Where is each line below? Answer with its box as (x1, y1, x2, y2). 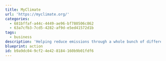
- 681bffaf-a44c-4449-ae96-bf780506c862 (9, 21, 94, 26)
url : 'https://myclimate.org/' (5, 12, 70, 17)
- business (9, 35, 32, 40)
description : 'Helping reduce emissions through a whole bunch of (5, 39, 145, 44)
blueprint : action (5, 44, 43, 49)
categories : (5, 16, 30, 21)
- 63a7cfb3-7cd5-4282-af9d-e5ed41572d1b (9, 26, 94, 30)
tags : (5, 30, 16, 35)
